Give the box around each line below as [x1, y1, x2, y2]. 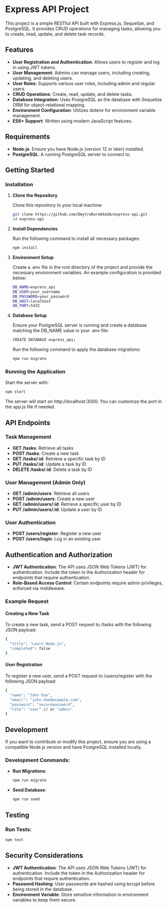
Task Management [5, 434, 52, 441]
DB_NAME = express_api [12, 284, 56, 289]
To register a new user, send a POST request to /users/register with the [5, 673, 152, 679]
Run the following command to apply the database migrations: [12, 346, 141, 352]
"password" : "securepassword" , [10, 702, 75, 707]
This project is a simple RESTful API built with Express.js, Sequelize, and [5, 20, 154, 26]
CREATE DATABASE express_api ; [12, 337, 76, 342]
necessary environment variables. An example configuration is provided [12, 269, 161, 275]
